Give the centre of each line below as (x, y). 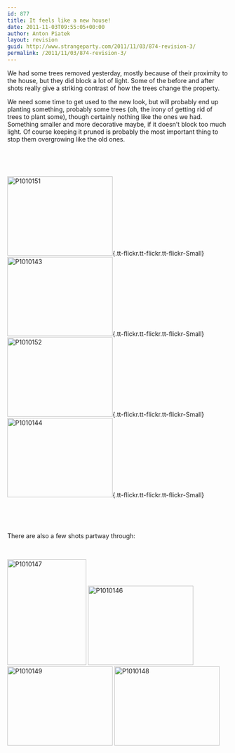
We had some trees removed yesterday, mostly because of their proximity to (117, 73)
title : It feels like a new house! (59, 20)
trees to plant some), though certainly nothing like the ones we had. (105, 116)
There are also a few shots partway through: (71, 535)
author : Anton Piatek (39, 33)
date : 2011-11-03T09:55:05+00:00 (56, 27)
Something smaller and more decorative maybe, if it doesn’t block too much (117, 124)
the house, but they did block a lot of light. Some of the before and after (111, 80)
